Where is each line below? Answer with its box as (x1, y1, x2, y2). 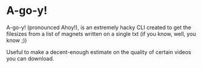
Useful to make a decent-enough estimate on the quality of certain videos (6, 48, 192, 55)
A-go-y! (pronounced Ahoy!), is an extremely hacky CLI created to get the (6, 24, 192, 31)
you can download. (6, 55, 55, 62)
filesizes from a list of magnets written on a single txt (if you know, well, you (6, 30, 197, 37)
